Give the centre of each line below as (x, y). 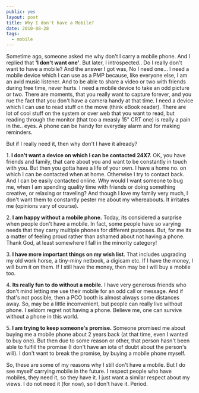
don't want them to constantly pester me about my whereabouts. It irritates (98, 199)
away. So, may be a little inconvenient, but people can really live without (94, 304)
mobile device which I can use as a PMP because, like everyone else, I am (97, 75)
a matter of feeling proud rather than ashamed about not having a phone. (96, 236)
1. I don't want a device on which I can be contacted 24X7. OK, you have (96, 155)
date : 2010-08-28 (28, 28)
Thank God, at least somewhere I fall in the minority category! (82, 243)
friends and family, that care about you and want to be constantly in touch (97, 162)
